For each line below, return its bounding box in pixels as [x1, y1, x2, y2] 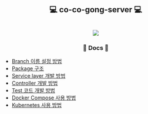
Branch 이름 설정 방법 [11, 58, 62, 65]
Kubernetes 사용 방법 [11, 102, 62, 109]
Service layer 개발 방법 [11, 72, 66, 80]
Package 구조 [11, 65, 44, 72]
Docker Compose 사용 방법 [11, 94, 76, 101]
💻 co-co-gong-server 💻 [49, 5, 142, 15]
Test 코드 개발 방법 [11, 87, 55, 94]
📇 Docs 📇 [83, 43, 109, 51]
